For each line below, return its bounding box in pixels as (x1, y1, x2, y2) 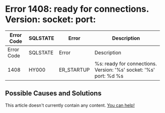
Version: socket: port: (5, 14, 96, 25)
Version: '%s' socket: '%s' (94, 66, 155, 73)
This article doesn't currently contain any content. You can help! (5, 102, 135, 108)
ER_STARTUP (58, 66, 90, 73)
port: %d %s (94, 72, 124, 79)
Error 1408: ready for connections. (5, 3, 149, 15)
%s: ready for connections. (94, 60, 157, 67)
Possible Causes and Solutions (5, 89, 102, 98)
